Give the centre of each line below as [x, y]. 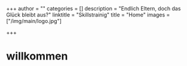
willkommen [37, 56]
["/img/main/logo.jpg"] [34, 21]
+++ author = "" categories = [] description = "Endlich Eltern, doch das [93, 9]
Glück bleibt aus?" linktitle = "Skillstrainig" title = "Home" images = [88, 15]
